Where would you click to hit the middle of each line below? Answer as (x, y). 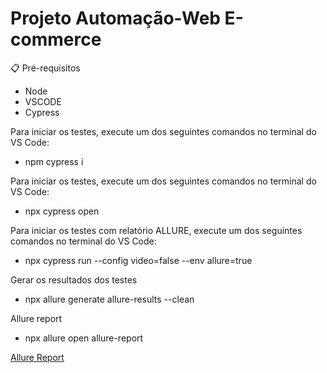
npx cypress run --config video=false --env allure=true (138, 260)
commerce (56, 39)
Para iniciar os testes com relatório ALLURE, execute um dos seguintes (156, 230)
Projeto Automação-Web (115, 18)
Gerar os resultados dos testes (74, 279)
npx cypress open (62, 211)
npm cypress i (54, 161)
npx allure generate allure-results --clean (109, 299)
